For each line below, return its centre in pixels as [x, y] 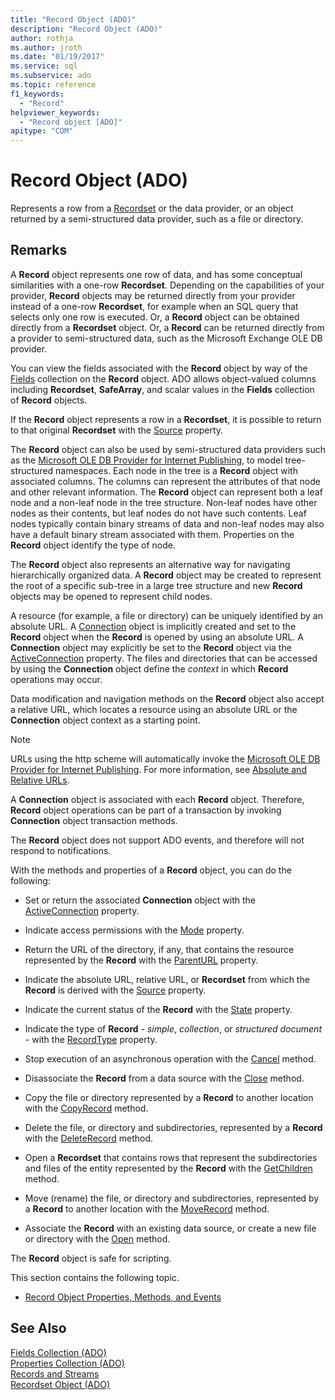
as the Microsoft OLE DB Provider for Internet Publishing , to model [146, 460]
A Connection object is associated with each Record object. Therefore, [157, 799]
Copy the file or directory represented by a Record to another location [169, 1097]
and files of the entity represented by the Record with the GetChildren [168, 1168]
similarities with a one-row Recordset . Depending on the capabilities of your [167, 285]
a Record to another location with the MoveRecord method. [147, 1208]
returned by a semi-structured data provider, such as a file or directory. [157, 219]
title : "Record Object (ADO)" [73, 19]
